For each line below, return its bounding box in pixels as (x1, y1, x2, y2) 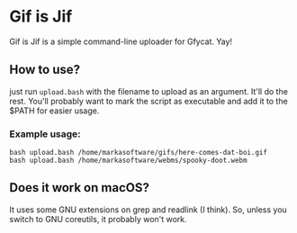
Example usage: (9, 128, 81, 140)
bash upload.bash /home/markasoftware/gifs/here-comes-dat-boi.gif (9, 148, 268, 157)
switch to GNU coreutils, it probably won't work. (9, 213, 187, 224)
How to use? (9, 62, 81, 77)
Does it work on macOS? (9, 180, 150, 195)
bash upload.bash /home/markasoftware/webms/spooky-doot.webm (9, 156, 247, 166)
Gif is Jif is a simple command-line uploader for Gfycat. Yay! (9, 36, 232, 47)
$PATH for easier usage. (9, 105, 100, 116)
